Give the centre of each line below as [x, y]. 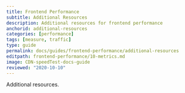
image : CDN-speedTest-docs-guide [48, 62]
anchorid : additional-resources [47, 28]
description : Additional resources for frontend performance [85, 23]
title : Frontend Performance [43, 12]
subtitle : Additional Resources [47, 17]
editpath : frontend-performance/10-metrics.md [66, 56]
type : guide [21, 46]
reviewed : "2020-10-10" [36, 67]
